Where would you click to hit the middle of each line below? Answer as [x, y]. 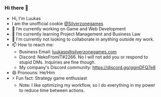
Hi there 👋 [17, 8]
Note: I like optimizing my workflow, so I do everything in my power [87, 85]
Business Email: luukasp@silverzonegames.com [68, 52]
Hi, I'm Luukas [26, 19]
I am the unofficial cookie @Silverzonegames [58, 24]
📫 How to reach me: [33, 45]
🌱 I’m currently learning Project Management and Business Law [76, 34]
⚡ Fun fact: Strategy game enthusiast [49, 78]
